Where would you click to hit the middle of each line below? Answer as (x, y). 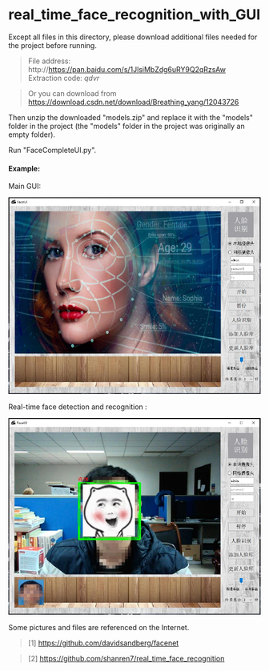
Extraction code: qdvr (64, 78)
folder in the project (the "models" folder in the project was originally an (127, 126)
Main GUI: (25, 187)
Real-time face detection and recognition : (78, 407)
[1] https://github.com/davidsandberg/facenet (103, 643)
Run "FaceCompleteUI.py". (52, 150)
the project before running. (53, 45)
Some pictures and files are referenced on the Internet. (99, 628)
